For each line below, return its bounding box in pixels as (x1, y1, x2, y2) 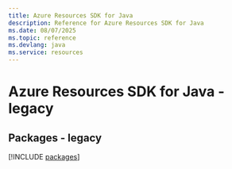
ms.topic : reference (8, 33, 77, 42)
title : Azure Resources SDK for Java (8, 11, 133, 20)
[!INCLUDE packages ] (8, 152, 80, 161)
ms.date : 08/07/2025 (8, 26, 77, 34)
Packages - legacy (8, 131, 102, 144)
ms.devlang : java (8, 41, 66, 49)
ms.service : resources (8, 48, 83, 56)
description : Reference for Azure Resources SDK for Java (8, 19, 204, 27)
